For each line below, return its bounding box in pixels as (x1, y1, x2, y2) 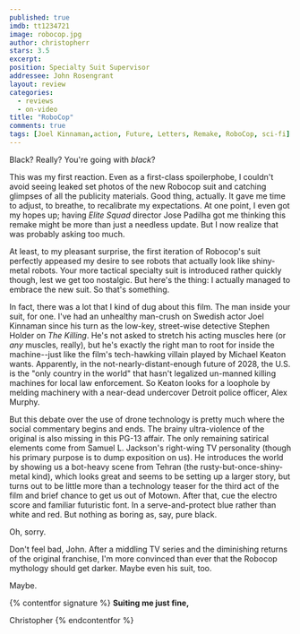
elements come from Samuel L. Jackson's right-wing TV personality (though (9, 442, 292, 453)
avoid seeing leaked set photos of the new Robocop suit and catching (9, 181, 267, 192)
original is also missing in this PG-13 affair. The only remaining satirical (9, 433, 270, 443)
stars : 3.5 (9, 47, 50, 56)
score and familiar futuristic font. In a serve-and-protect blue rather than (9, 499, 277, 510)
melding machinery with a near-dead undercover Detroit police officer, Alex (9, 387, 288, 398)
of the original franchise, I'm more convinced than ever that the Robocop (9, 553, 278, 564)
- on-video (17, 105, 58, 114)
